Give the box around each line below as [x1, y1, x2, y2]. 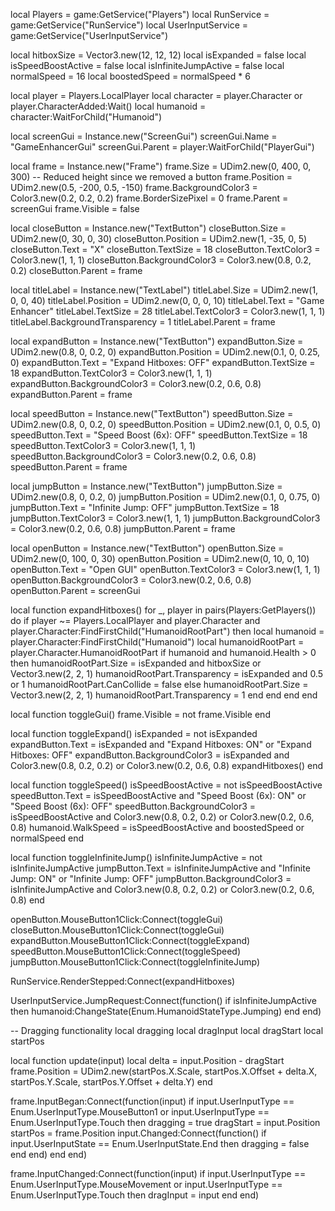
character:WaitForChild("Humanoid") [10, 111, 163, 123]
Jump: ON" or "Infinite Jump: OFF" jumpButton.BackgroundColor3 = [10, 873, 292, 884]
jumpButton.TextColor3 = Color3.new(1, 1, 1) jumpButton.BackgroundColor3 [10, 512, 321, 524]
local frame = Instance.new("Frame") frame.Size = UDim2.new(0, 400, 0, [10, 160, 312, 172]
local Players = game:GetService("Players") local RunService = [10, 9, 270, 20]
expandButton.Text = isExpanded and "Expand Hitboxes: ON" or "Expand [10, 739, 312, 750]
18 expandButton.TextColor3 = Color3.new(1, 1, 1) [10, 367, 213, 379]
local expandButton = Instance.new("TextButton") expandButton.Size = [10, 335, 304, 347]
